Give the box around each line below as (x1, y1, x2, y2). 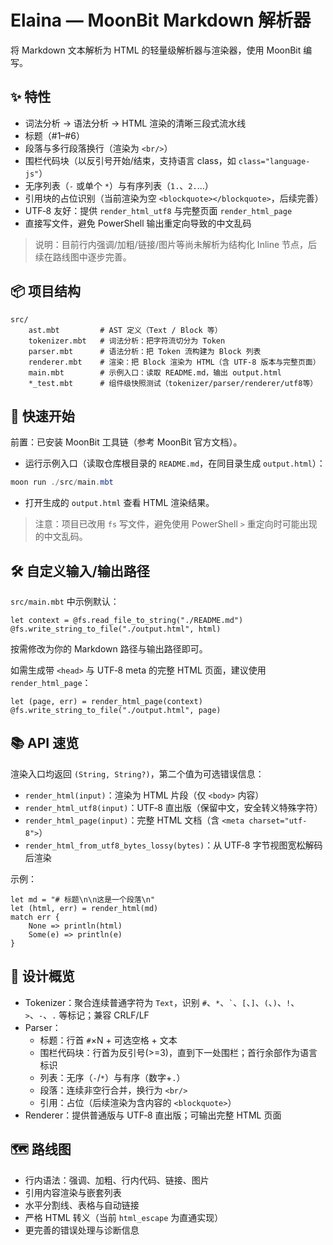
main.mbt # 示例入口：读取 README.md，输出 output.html (28, 367, 282, 378)
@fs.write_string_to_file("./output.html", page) (10, 706, 222, 716)
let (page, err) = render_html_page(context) (10, 697, 203, 707)
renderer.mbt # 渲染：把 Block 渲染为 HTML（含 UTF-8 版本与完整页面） (28, 357, 321, 367)
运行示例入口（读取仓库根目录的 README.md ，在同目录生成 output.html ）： (24, 457, 326, 470)
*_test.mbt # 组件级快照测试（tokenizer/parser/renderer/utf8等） (28, 378, 318, 388)
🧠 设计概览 (10, 968, 75, 985)
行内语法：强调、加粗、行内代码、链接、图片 (24, 1174, 210, 1186)
